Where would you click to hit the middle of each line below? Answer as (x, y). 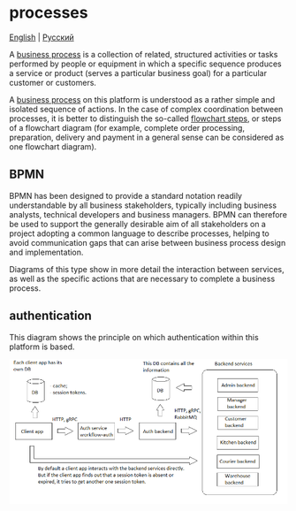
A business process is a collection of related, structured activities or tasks (144, 54)
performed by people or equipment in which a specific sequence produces (146, 64)
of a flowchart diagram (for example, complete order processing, (127, 127)
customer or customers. (53, 82)
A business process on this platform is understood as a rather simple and (142, 99)
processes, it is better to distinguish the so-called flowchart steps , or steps (145, 118)
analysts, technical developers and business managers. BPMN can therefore (148, 214)
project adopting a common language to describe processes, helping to (139, 233)
